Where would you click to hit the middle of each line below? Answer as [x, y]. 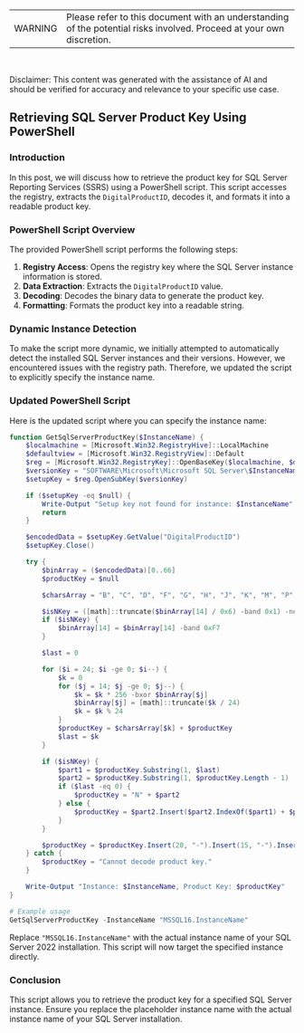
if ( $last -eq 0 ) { [94, 787]
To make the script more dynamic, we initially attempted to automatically [144, 349]
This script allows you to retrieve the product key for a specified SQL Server [151, 1000]
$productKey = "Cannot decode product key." [127, 862]
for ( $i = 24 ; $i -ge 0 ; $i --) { [105, 669]
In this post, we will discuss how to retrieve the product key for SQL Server [148, 177]
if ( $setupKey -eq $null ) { [78, 495]
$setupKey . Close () [60, 546]
